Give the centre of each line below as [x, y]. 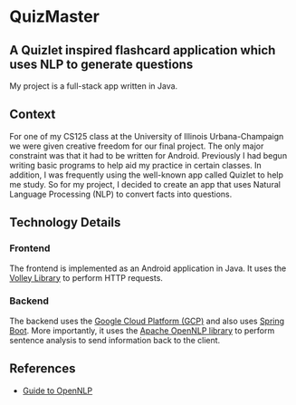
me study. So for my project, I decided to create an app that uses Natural [145, 184]
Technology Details [65, 222]
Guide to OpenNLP [57, 391]
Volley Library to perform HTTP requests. [86, 277]
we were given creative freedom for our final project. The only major [137, 146]
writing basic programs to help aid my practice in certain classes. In [136, 165]
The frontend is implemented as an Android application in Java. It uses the [148, 268]
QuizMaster [54, 17]
